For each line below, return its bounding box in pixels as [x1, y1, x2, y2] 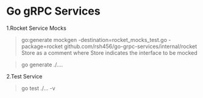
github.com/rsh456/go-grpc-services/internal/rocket [63, 43, 198, 50]
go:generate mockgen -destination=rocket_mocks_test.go [21, 36, 168, 43]
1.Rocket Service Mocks [6, 24, 67, 32]
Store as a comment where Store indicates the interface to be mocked [21, 49, 198, 56]
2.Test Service [6, 72, 43, 80]
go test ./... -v [21, 84, 56, 92]
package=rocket [21, 43, 63, 50]
